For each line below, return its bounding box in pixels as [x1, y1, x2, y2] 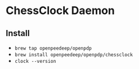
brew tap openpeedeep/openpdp [14, 45, 92, 51]
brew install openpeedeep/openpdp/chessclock [14, 52, 133, 58]
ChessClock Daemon [6, 4, 115, 18]
